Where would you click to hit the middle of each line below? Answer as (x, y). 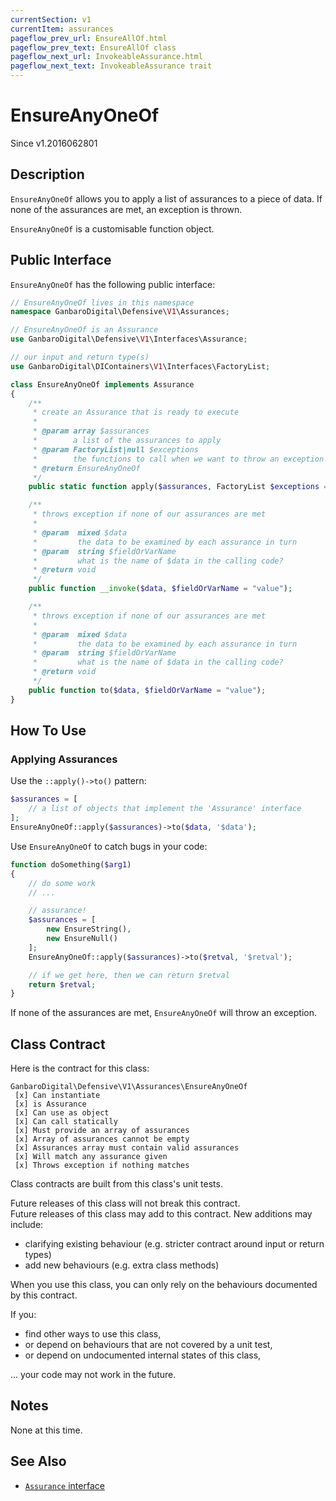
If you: (23, 1315)
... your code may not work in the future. (93, 1375)
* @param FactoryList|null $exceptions (115, 449)
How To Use (48, 731)
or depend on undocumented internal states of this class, (143, 1355)
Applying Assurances (64, 759)
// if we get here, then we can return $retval (129, 975)
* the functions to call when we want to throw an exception (178, 459)
